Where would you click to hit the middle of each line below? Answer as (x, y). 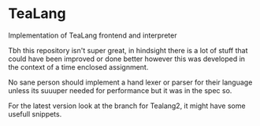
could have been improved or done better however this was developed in (127, 59)
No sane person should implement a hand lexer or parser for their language (130, 82)
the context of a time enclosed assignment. (78, 67)
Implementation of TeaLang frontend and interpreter (93, 35)
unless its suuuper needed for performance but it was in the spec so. (120, 90)
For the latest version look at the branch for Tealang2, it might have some (127, 106)
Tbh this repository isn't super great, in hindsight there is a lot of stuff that (128, 50)
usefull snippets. (35, 113)
